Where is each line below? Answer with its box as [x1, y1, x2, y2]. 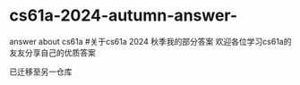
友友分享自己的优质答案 [9, 47, 96, 58]
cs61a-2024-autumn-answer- [9, 5, 238, 26]
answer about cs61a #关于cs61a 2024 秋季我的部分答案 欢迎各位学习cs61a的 [9, 36, 292, 47]
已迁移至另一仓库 [9, 66, 73, 77]
